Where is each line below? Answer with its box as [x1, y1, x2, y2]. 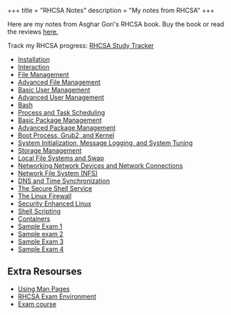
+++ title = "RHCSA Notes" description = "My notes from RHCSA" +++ [7, 6, 215, 14]
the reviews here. [7, 28, 58, 36]
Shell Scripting [17, 207, 61, 215]
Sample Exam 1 [17, 222, 63, 231]
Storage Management [17, 146, 82, 154]
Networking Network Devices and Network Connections [17, 161, 183, 170]
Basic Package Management [17, 116, 102, 124]
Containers [17, 214, 51, 223]
